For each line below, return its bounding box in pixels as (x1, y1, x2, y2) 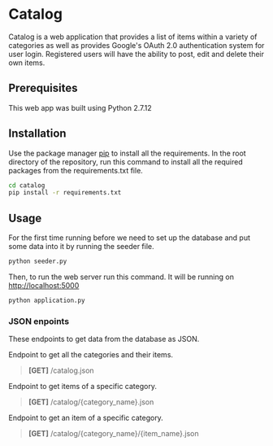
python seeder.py (8, 257, 67, 265)
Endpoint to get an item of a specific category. (8, 413, 164, 423)
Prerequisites (8, 81, 78, 95)
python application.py (8, 296, 85, 304)
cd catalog (8, 181, 45, 190)
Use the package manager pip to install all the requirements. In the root (8, 148, 246, 158)
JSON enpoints (8, 315, 70, 326)
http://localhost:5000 (8, 281, 80, 290)
